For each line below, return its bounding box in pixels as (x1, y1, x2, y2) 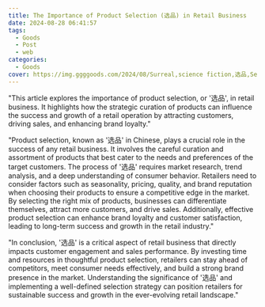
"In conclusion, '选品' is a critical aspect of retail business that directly (8, 237, 237, 247)
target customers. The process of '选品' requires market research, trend (8, 161, 243, 171)
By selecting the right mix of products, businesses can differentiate (8, 195, 227, 206)
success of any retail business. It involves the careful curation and (8, 144, 224, 153)
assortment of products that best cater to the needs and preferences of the (8, 152, 254, 162)
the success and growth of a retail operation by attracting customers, (8, 110, 234, 119)
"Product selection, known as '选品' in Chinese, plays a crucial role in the (8, 135, 245, 145)
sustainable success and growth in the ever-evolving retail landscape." (8, 290, 239, 299)
